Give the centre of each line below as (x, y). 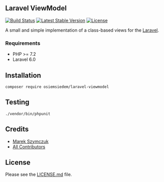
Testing (17, 102)
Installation (23, 75)
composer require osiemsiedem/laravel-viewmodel (57, 87)
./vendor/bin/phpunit (28, 114)
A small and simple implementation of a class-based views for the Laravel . (82, 30)
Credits (17, 129)
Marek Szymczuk (30, 141)
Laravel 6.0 (24, 59)
